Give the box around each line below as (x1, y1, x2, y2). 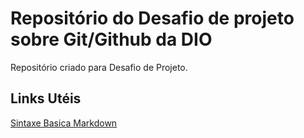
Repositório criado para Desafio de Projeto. (10, 61, 188, 73)
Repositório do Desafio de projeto (10, 7, 295, 30)
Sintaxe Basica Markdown (10, 117, 118, 129)
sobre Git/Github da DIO (10, 28, 213, 51)
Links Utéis (10, 90, 82, 107)
